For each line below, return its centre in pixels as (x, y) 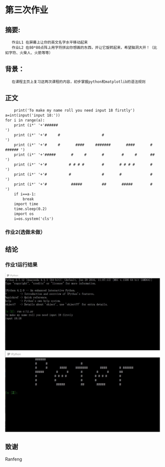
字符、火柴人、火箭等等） (31, 53)
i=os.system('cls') (34, 219)
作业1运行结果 (21, 265)
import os (24, 214)
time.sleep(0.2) (31, 209)
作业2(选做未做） (25, 232)
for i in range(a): (25, 120)
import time (26, 204)
